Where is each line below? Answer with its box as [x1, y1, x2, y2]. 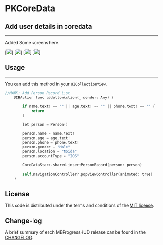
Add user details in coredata [5, 22, 92, 31]
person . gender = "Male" [22, 145, 70, 149]
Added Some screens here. [5, 40, 60, 45]
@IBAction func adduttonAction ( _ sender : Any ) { [14, 95, 114, 100]
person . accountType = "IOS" [22, 154, 79, 159]
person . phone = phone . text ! [22, 140, 79, 145]
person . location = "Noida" [22, 149, 77, 154]
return [31, 109, 45, 114]
